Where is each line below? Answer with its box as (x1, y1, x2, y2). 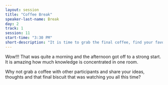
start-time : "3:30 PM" (5, 35, 52, 40)
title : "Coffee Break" (5, 12, 52, 17)
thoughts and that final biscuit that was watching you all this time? (5, 73, 141, 80)
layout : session (5, 7, 39, 12)
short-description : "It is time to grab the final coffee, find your (5, 40, 153, 45)
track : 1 (5, 26, 23, 31)
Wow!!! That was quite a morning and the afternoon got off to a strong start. (5, 53, 161, 59)
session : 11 (5, 30, 30, 35)
